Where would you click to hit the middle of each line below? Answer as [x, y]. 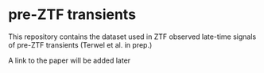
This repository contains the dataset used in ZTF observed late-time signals [132, 36]
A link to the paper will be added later [70, 60]
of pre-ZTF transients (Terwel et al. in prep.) [80, 44]
